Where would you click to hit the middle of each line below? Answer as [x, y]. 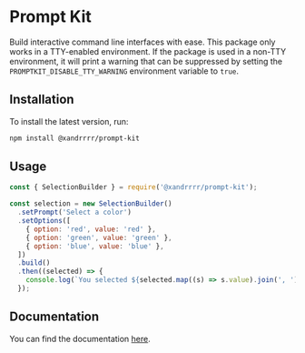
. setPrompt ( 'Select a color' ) [74, 212]
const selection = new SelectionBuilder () [91, 204]
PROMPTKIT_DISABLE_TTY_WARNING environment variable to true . [124, 71]
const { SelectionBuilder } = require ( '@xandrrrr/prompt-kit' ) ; [133, 187]
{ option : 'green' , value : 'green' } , [99, 237]
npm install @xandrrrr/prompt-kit [75, 138]
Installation [42, 100]
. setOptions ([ [44, 221]
